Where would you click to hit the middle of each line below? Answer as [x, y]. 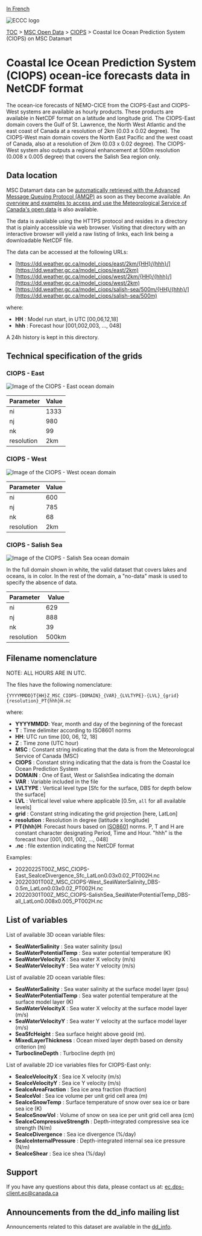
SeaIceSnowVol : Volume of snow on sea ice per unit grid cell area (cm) [105, 1115]
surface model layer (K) [44, 1002]
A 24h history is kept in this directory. [53, 337]
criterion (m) [30, 1046]
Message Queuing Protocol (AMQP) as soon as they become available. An [98, 196]
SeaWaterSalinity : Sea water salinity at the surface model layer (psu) [102, 989]
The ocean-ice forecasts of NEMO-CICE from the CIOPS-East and [88, 105]
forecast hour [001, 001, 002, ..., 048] [62, 839]
